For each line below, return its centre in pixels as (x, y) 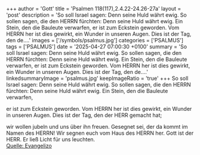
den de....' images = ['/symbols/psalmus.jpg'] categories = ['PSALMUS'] (95, 40)
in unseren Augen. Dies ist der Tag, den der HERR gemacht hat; (84, 115)
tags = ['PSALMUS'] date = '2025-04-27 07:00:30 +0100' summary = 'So (96, 46)
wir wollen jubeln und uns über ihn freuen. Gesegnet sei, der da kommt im (97, 127)
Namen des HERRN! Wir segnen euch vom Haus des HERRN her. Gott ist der (100, 133)
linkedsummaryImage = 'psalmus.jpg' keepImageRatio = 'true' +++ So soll (97, 78)
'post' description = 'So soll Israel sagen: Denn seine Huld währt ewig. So (96, 15)
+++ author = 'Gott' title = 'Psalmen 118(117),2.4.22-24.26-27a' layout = (94, 9)
